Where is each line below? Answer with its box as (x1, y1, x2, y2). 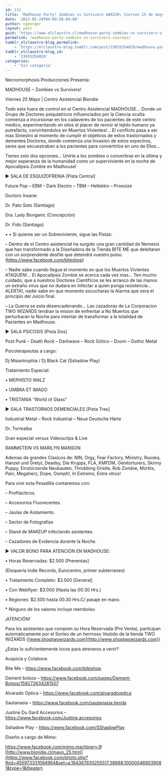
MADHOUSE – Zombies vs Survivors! (5, 87, 81, 93)
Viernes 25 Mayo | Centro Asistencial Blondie (5, 96, 98, 103)
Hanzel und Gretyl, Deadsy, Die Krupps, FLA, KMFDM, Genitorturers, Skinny (5, 460, 161, 466)
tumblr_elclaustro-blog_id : (5, 49, 64, 54)
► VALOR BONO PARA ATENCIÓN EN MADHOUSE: (5, 548, 110, 554)
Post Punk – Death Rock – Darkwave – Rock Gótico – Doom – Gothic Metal (5, 338, 157, 344)
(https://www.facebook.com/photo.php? (5, 754, 88, 760)
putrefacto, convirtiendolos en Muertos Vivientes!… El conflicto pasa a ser (5, 127, 158, 133)
